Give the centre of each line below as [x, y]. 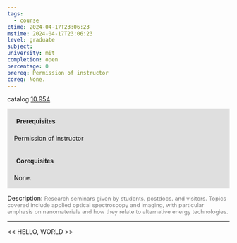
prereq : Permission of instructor [58, 73]
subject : [20, 46]
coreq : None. [26, 79]
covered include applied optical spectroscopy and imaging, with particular [106, 205]
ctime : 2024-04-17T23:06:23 [49, 27]
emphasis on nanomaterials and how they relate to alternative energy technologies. [118, 212]
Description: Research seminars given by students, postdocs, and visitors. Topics [117, 199]
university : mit [31, 54]
